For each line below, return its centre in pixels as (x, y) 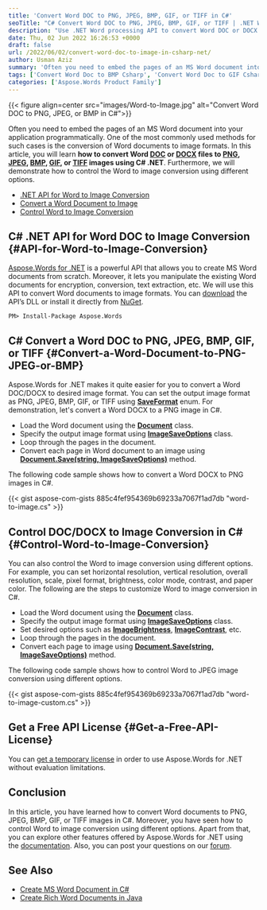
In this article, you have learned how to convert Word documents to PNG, (128, 811)
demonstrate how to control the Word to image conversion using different (128, 171)
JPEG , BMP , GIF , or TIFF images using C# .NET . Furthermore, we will (122, 162)
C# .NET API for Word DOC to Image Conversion (129, 236)
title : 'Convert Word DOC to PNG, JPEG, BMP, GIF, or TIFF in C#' (120, 15)
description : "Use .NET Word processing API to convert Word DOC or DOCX (133, 30)
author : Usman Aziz (41, 60)
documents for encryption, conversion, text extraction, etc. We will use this (131, 285)
